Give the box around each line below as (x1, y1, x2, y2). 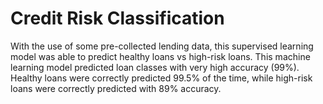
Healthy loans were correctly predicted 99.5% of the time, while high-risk (10, 72, 313, 84)
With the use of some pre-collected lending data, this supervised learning (10, 40, 314, 52)
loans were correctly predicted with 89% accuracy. (10, 82, 222, 94)
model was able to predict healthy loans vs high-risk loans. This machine (10, 50, 311, 62)
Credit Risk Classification (10, 7, 225, 30)
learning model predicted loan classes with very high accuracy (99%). (10, 61, 300, 73)
